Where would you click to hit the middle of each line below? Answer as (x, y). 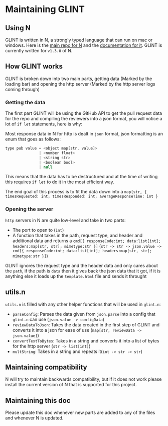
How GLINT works (34, 66)
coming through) (23, 89)
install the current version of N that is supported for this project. (71, 385)
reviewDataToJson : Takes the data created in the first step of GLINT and (86, 325)
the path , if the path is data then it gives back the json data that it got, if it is (83, 271)
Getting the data (25, 102)
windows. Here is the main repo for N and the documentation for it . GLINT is (84, 45)
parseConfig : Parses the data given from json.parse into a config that (84, 314)
